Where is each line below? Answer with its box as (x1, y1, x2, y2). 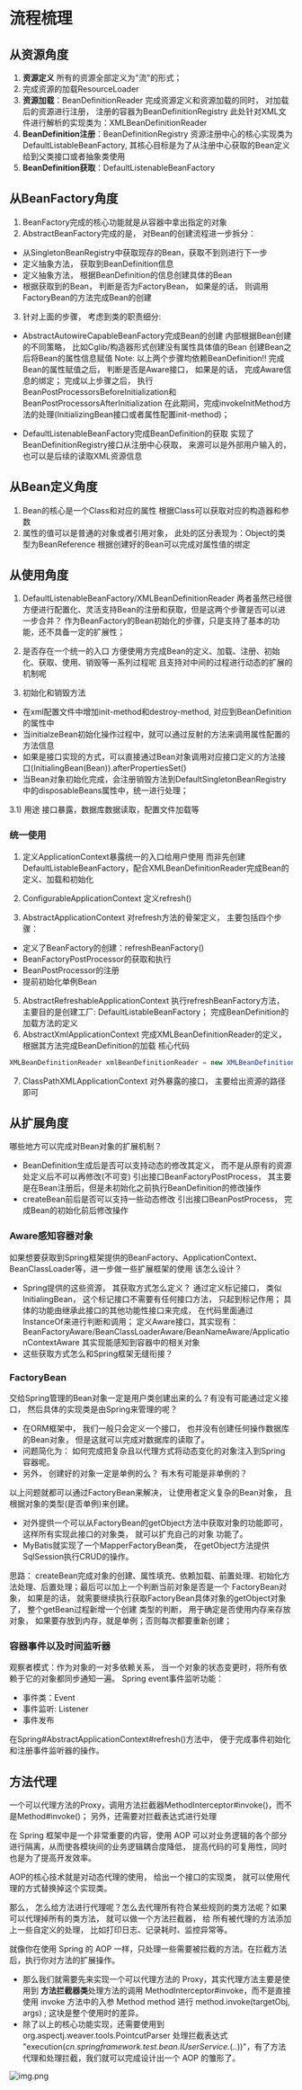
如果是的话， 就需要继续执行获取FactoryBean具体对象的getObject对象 (26, 1593, 287, 1603)
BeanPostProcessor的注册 (22, 964, 120, 976)
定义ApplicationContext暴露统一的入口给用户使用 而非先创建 (22, 851, 245, 862)
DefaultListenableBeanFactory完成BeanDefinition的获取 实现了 (22, 428, 254, 439)
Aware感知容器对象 (9, 1229, 93, 1242)
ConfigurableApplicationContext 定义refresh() (22, 892, 192, 904)
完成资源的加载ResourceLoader (22, 84, 139, 94)
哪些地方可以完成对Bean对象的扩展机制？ (9, 1141, 163, 1152)
